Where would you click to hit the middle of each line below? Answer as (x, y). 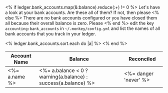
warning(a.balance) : (63, 77)
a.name (16, 77)
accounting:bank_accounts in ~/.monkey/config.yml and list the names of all (82, 28)
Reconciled (142, 59)
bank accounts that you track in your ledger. (51, 34)
